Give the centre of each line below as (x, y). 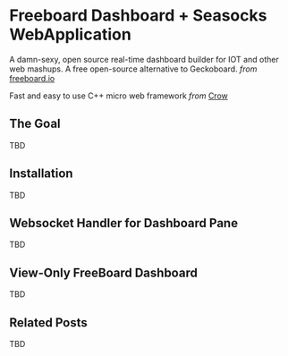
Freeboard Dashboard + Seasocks (138, 16)
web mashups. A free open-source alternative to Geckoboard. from (133, 69)
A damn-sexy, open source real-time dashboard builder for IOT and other (144, 59)
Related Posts (48, 322)
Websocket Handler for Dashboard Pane (124, 223)
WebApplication (70, 34)
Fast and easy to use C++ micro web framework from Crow (119, 96)
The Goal (35, 124)
